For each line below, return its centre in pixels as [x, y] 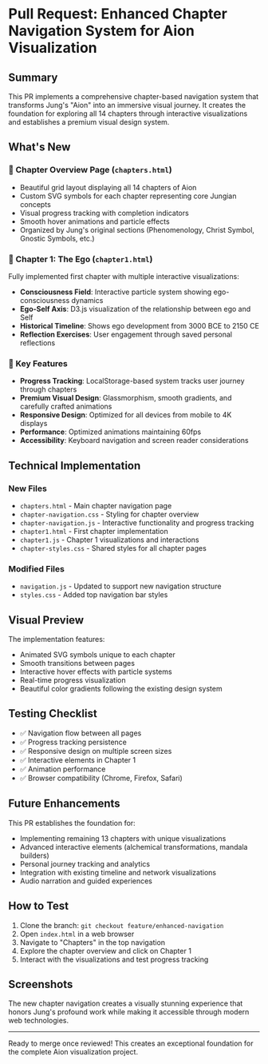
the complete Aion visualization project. [73, 1052]
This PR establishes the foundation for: [72, 823]
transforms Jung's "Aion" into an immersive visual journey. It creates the [127, 105]
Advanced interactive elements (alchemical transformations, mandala [134, 847]
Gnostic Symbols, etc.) [57, 238]
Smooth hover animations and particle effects [95, 221]
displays [33, 424]
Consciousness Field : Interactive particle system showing [116, 292]
